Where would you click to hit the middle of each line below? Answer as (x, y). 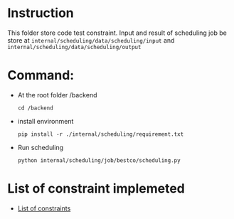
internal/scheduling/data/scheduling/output (74, 47)
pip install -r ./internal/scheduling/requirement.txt (101, 134)
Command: (41, 75)
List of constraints (44, 208)
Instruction (41, 13)
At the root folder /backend (57, 95)
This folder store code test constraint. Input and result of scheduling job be (117, 33)
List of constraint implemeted (96, 189)
